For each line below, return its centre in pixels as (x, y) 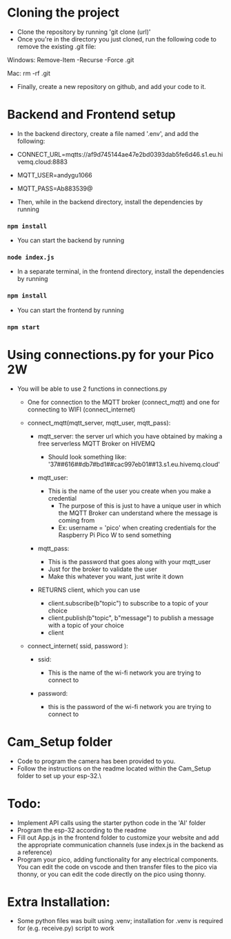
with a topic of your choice (86, 625)
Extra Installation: (59, 902)
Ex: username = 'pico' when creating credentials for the (137, 527)
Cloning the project (63, 13)
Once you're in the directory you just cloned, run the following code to (117, 39)
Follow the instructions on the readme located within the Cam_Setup (114, 768)
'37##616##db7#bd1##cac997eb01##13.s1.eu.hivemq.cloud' (134, 464)
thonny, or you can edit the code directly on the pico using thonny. (111, 874)
